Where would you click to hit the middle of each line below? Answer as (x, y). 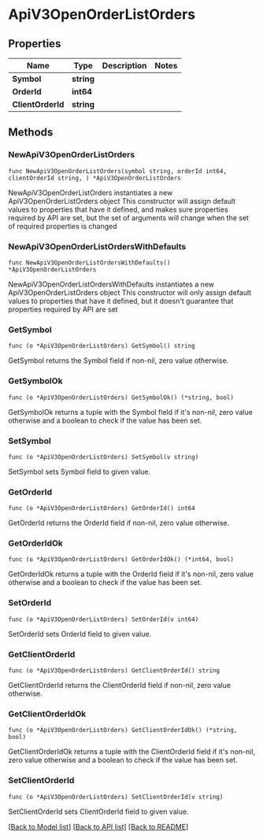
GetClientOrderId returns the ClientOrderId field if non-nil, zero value (119, 686)
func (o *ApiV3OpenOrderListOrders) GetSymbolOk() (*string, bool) (121, 397)
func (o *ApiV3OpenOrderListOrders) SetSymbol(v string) (104, 457)
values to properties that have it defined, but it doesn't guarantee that (121, 301)
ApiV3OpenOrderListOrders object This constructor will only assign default (130, 292)
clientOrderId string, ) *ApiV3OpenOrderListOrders (94, 178)
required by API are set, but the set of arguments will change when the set (129, 217)
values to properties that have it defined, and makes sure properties (118, 209)
